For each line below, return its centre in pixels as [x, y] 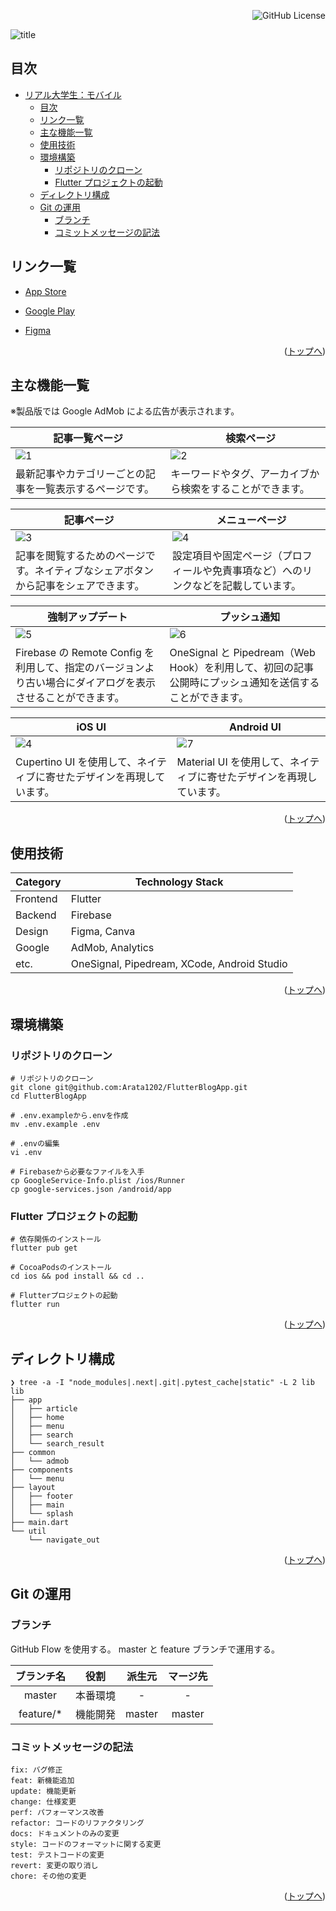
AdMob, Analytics [112, 948]
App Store [45, 291]
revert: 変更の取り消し [54, 1866]
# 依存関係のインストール [56, 1240]
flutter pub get [44, 1248]
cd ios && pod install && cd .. [77, 1276]
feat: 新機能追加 [42, 1781]
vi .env [26, 1152]
